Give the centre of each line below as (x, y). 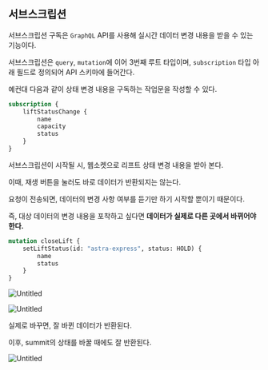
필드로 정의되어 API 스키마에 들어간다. (76, 72)
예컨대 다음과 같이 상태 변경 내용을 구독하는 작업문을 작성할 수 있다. (113, 89)
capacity (52, 126)
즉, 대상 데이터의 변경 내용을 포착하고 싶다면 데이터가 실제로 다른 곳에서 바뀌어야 (132, 216)
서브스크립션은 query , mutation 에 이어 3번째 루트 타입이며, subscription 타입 (130, 62)
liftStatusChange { (55, 111)
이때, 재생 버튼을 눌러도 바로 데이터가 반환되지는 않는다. (95, 181)
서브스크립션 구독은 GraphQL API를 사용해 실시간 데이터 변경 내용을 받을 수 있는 (131, 35)
